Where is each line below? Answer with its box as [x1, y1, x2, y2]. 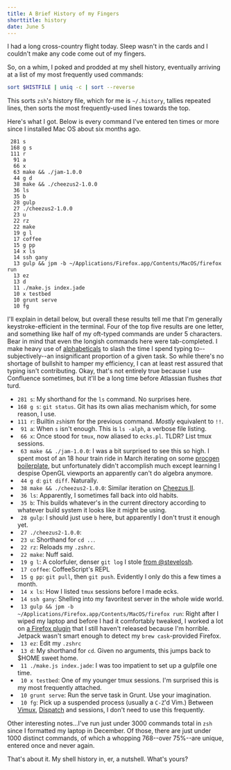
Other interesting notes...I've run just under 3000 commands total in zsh [7, 719, 213, 728]
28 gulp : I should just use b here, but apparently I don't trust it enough [20, 513, 221, 522]
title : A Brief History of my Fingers [7, 10, 119, 17]
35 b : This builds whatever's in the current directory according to [20, 498, 207, 507]
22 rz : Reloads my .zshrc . [20, 543, 96, 551]
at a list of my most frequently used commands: [7, 70, 144, 79]
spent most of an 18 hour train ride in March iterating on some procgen [17, 454, 220, 463]
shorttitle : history [7, 17, 67, 24]
